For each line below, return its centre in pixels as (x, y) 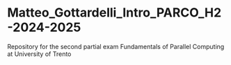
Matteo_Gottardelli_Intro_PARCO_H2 (114, 13)
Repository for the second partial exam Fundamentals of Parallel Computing (116, 46)
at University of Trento (39, 54)
